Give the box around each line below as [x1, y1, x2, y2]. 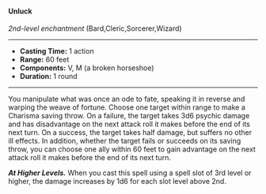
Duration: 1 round [19, 72, 78, 81]
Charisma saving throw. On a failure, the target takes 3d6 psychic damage [8, 111, 250, 121]
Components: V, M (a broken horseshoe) [19, 63, 154, 73]
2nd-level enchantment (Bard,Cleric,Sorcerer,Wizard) [8, 24, 182, 33]
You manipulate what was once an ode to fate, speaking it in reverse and [8, 95, 245, 104]
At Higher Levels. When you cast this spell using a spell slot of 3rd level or [8, 168, 252, 177]
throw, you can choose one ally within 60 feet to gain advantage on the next [8, 144, 256, 154]
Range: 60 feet [19, 55, 70, 65]
